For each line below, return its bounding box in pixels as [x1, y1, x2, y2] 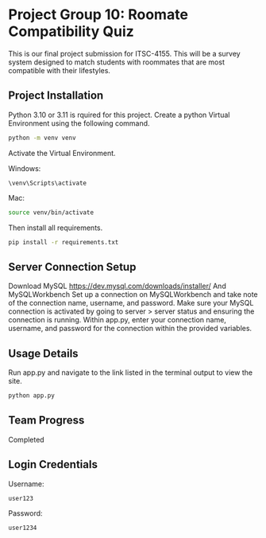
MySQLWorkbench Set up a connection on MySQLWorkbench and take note [8, 290, 258, 299]
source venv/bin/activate [8, 209, 94, 216]
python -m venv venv [8, 134, 77, 142]
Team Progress [8, 414, 85, 427]
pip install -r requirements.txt [8, 238, 119, 246]
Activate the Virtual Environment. [8, 148, 117, 158]
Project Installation [8, 89, 104, 103]
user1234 [8, 524, 37, 532]
